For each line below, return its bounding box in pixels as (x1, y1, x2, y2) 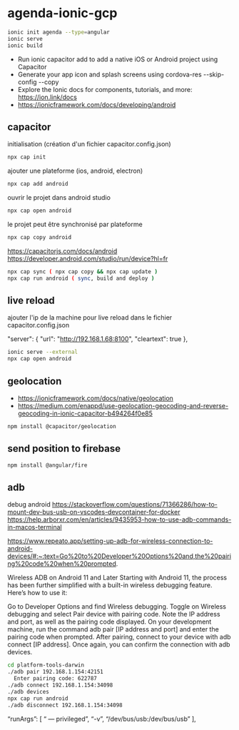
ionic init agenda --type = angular (7, 29, 111, 36)
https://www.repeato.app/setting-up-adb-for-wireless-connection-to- (7, 537, 213, 545)
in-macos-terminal (7, 523, 62, 532)
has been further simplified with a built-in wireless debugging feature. (7, 581, 213, 589)
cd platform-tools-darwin (7, 661, 84, 669)
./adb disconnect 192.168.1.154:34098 (7, 701, 123, 709)
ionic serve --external (7, 348, 78, 356)
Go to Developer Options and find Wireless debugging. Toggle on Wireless (7, 602, 227, 611)
